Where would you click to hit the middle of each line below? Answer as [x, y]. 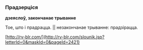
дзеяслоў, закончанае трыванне [40, 18]
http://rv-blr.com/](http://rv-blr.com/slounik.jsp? [56, 37]
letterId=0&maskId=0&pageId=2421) [42, 42]
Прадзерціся [22, 7]
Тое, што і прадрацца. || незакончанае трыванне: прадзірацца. [71, 27]
